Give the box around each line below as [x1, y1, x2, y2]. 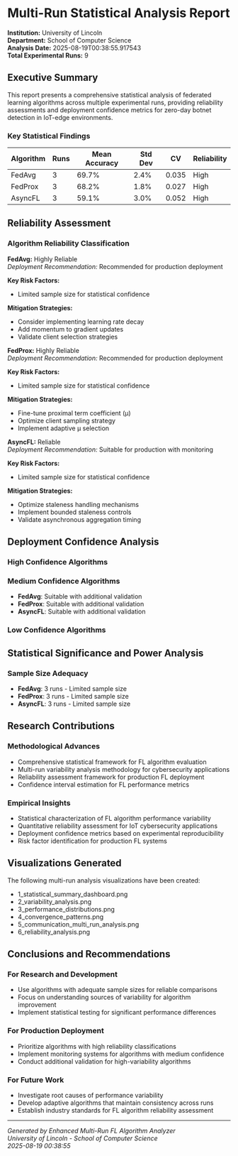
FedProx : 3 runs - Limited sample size [17, 692, 129, 700]
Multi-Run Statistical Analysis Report [7, 5, 230, 21]
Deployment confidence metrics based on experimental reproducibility [17, 829, 225, 837]
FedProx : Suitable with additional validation [17, 600, 144, 609]
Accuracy [84, 158, 119, 168]
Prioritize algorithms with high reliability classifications [17, 1042, 177, 1050]
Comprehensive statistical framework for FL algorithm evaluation [17, 758, 207, 766]
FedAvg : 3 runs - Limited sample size [17, 684, 127, 693]
